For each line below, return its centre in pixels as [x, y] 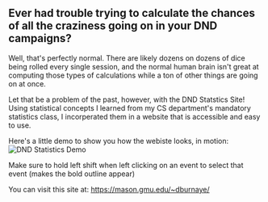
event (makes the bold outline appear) [72, 174]
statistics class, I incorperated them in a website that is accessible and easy [134, 116]
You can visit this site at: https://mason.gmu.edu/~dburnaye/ [109, 189]
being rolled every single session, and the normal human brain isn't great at [134, 66]
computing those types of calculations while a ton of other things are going [133, 75]
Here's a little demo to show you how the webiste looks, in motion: [119, 141]
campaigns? [40, 38]
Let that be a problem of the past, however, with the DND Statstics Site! [127, 99]
